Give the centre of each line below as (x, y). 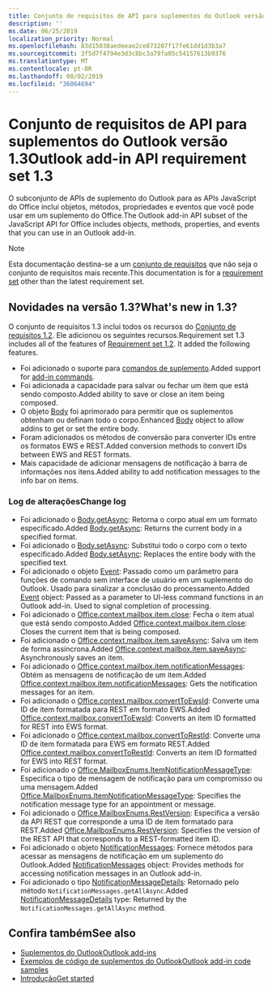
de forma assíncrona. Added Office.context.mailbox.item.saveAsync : (134, 649)
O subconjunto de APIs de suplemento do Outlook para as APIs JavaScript (132, 198)
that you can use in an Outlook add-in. (72, 233)
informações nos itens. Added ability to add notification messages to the (140, 472)
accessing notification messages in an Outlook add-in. (111, 873)
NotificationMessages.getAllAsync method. (93, 907)
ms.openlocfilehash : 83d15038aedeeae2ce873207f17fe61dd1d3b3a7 (117, 46)
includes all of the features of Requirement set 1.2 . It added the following (130, 344)
